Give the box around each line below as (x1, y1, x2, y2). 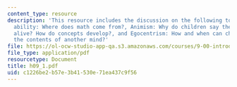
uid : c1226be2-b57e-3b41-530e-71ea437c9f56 (7, 69, 138, 76)
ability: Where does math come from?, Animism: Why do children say (13, 23, 219, 30)
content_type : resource (7, 10, 78, 18)
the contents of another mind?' (13, 36, 109, 43)
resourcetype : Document (7, 56, 78, 63)
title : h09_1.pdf (7, 62, 59, 69)
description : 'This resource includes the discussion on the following (7, 17, 222, 24)
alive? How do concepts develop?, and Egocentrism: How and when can (13, 29, 222, 37)
